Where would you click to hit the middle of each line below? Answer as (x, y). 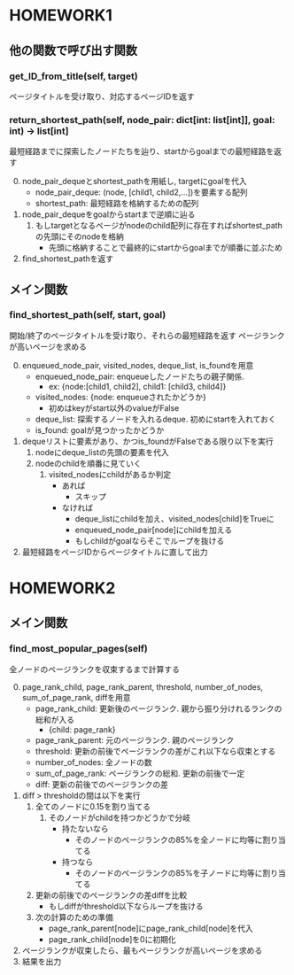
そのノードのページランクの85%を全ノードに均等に (169, 840)
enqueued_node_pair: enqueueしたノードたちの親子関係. (140, 376)
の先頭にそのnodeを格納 (79, 236)
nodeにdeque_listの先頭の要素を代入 (102, 452)
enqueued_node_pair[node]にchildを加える (154, 530)
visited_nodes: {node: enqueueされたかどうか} (120, 397)
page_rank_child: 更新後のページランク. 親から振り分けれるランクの (159, 708)
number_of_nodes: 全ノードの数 (93, 762)
